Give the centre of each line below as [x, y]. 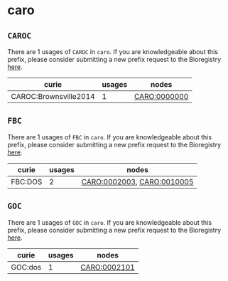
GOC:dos [26, 267]
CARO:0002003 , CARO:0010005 [137, 181]
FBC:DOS [27, 181]
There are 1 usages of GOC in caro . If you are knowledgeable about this [109, 222]
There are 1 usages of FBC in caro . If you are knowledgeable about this [109, 137]
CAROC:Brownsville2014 [53, 96]
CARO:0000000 [161, 96]
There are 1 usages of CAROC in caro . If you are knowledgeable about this [113, 52]
